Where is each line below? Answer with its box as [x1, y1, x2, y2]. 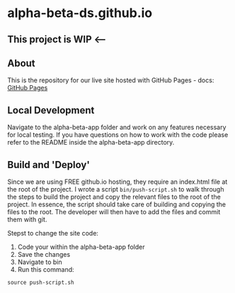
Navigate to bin [17, 258, 62, 267]
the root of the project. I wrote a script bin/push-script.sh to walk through [7, 185, 224, 194]
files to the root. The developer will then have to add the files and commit [7, 208, 221, 216]
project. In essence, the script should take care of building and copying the [7, 200, 227, 209]
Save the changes [17, 250, 71, 259]
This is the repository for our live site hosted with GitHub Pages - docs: [7, 76, 214, 84]
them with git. [7, 215, 47, 224]
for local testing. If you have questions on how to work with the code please [7, 131, 229, 139]
